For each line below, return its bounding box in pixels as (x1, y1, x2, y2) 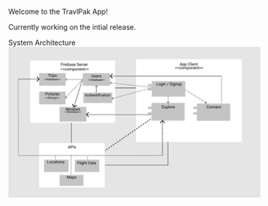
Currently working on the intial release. (8, 22, 136, 31)
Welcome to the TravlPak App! (8, 7, 108, 16)
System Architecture (8, 38, 76, 47)
